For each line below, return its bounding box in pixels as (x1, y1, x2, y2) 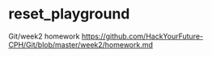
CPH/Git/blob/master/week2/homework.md (8, 39, 154, 49)
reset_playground (8, 5, 130, 23)
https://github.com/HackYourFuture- (81, 31, 204, 41)
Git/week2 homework (8, 31, 80, 41)
